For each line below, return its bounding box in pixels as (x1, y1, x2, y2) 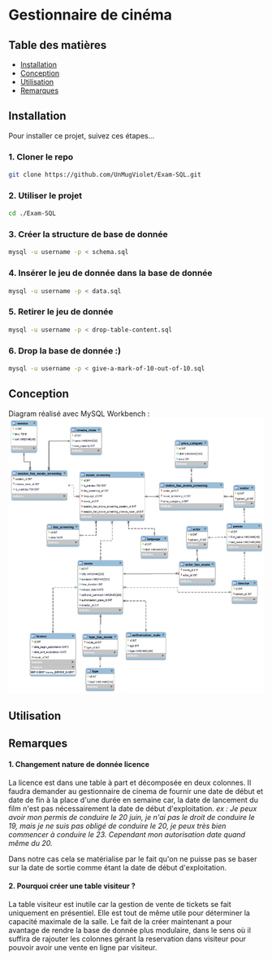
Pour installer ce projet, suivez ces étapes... (8, 130, 155, 140)
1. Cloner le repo (8, 151, 74, 162)
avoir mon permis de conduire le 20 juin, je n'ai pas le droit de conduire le (8, 812, 255, 822)
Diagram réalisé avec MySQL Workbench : (8, 409, 150, 419)
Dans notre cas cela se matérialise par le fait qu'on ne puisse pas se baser (8, 853, 257, 864)
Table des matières (8, 38, 107, 52)
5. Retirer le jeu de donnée (8, 306, 114, 318)
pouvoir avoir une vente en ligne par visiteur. (8, 942, 158, 952)
